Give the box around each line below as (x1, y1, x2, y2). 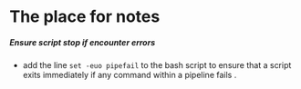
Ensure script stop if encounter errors (9, 36, 156, 47)
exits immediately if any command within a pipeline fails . (22, 70, 237, 81)
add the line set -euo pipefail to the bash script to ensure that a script (22, 60, 292, 71)
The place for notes (9, 6, 161, 27)
